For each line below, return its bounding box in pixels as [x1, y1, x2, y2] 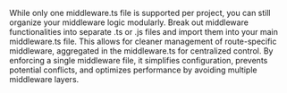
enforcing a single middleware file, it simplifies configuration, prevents [9, 55, 268, 65]
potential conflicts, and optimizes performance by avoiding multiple [9, 64, 257, 75]
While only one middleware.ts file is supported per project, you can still [9, 8, 271, 18]
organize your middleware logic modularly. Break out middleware [9, 17, 249, 28]
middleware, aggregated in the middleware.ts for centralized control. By [9, 46, 274, 56]
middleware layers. [9, 74, 80, 84]
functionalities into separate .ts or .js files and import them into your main [9, 27, 279, 37]
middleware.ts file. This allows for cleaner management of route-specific [9, 36, 277, 46]
